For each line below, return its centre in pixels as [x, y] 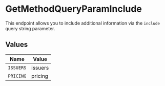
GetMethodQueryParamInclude [74, 9]
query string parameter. [30, 28]
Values [17, 45]
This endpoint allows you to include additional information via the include [83, 23]
